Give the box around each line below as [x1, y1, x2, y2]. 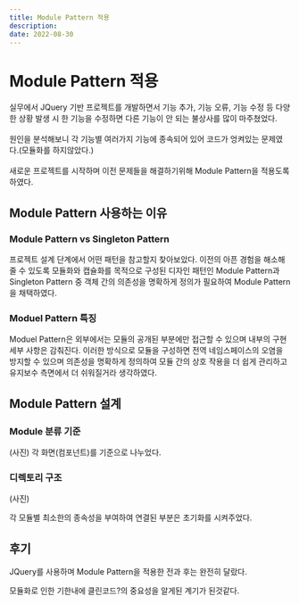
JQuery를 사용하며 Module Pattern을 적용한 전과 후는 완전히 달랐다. [9, 567, 247, 577]
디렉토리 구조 [9, 471, 62, 484]
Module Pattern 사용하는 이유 [9, 205, 168, 220]
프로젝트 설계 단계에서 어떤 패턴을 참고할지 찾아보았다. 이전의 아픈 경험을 [9, 254, 262, 264]
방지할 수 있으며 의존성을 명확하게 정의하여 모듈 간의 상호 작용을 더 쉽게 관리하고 [9, 356, 288, 367]
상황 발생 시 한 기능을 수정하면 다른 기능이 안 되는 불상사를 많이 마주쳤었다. [18, 113, 278, 124]
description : [9, 21, 58, 30]
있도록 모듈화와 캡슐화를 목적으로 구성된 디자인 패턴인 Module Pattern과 [28, 265, 280, 276]
